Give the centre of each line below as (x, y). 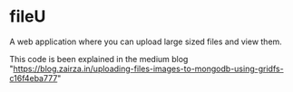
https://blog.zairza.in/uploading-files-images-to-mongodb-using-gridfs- (148, 69)
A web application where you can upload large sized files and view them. (146, 41)
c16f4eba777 (34, 78)
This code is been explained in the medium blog (99, 59)
